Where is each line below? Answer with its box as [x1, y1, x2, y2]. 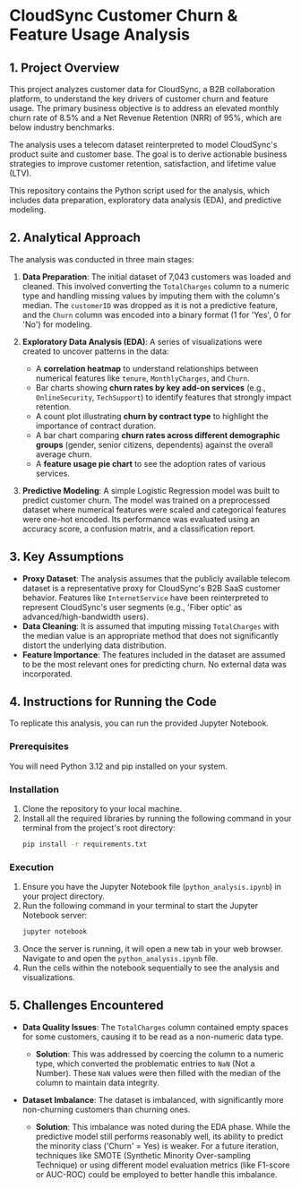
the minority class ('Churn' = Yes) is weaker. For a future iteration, [35, 1140, 279, 1151]
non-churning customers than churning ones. [21, 1104, 191, 1115]
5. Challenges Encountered [9, 998, 164, 1013]
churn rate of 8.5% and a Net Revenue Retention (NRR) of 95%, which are [9, 113, 282, 123]
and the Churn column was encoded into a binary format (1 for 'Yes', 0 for [21, 309, 291, 320]
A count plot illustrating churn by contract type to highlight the [35, 410, 269, 421]
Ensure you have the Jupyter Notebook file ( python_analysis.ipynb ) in [21, 882, 282, 892]
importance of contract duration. [35, 420, 157, 431]
